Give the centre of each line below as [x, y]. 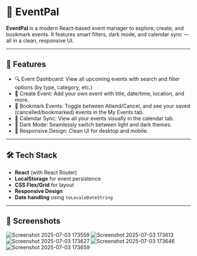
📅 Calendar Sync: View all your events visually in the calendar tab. [94, 118]
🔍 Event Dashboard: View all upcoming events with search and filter [97, 79]
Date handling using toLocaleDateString [64, 197]
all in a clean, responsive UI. [40, 40]
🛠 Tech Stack [32, 155]
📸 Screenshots [33, 221]
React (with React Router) [46, 172]
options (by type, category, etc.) [53, 87]
